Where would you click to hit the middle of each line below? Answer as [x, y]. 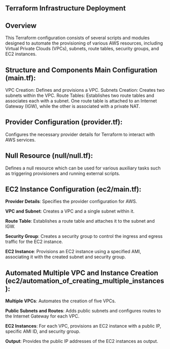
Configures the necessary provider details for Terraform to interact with [80, 134]
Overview [21, 26]
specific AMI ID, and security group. [43, 331]
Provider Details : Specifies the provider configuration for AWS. [71, 201]
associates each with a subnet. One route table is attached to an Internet [81, 101]
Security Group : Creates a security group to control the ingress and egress [84, 236]
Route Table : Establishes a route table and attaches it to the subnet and [80, 221]
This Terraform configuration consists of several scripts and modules [77, 38]
